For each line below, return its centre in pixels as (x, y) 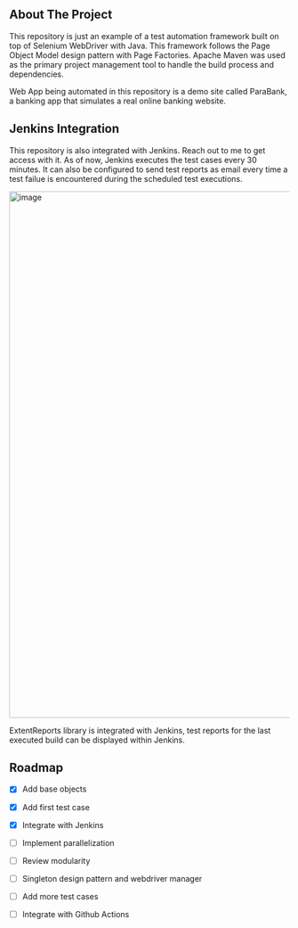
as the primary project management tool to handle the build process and (141, 64)
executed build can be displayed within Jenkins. (97, 740)
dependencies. (36, 74)
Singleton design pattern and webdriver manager (112, 878)
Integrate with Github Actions (76, 914)
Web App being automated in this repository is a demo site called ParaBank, (148, 91)
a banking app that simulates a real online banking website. (118, 101)
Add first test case (56, 807)
